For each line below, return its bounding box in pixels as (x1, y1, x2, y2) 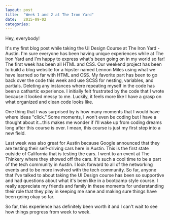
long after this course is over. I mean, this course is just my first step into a (5, 125, 161, 131)
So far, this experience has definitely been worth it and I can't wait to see (5, 203, 158, 210)
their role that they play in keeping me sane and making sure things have (5, 188, 157, 195)
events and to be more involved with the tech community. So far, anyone (5, 167, 156, 173)
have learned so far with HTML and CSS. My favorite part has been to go (5, 72, 158, 78)
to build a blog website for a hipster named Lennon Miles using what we (5, 67, 156, 73)
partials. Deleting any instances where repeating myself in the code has (5, 83, 155, 89)
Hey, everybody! (5, 35, 40, 41)
